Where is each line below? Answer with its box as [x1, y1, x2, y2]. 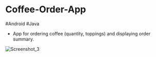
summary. [12, 36, 34, 42]
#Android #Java [5, 21, 40, 27]
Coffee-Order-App [5, 4, 86, 15]
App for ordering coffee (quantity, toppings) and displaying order [12, 30, 151, 36]
